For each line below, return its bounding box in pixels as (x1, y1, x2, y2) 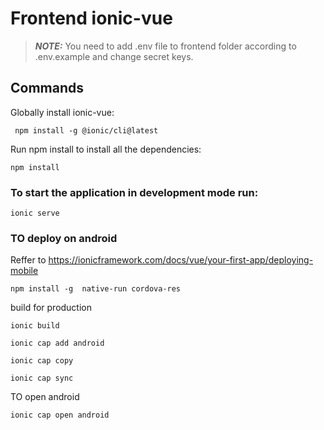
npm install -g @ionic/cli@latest (14, 125, 159, 136)
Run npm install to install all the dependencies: (10, 143, 202, 155)
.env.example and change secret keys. (34, 50, 194, 62)
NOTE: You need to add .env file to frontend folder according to (34, 40, 297, 52)
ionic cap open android (10, 410, 110, 421)
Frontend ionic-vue (10, 7, 173, 30)
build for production (10, 302, 93, 314)
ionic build (10, 321, 60, 331)
